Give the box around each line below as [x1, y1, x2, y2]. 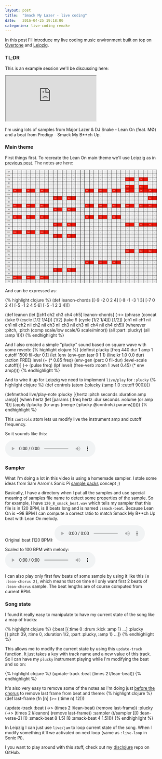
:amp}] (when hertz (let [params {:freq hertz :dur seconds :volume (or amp [5, 396, 153, 402]
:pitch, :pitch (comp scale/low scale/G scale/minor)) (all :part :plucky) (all [5, 327, 150, 333]
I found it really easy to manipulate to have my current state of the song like [5, 612, 155, 617]
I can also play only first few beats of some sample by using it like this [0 [5, 573, 149, 579]
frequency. [5, 421, 27, 427]
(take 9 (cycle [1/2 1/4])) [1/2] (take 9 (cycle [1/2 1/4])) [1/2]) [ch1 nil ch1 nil [5, 316, 151, 322]
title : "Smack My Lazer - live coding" [5, 13, 88, 18]
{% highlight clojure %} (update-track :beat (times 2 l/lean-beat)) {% [5, 671, 141, 677]
